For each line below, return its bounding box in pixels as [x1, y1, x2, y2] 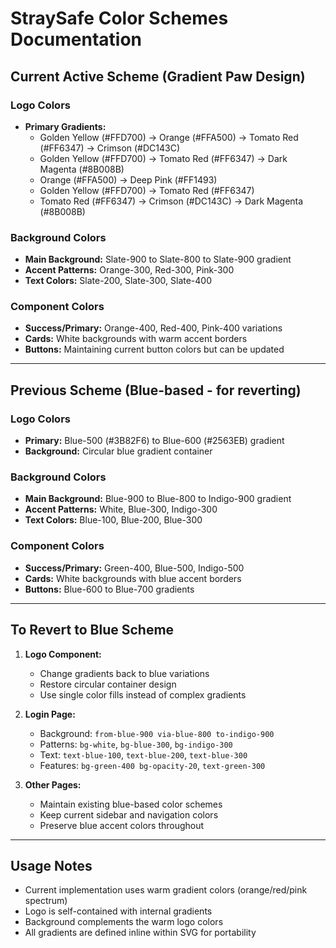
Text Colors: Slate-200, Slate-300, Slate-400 [24, 275, 213, 287]
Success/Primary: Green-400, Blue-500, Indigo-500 [24, 562, 245, 574]
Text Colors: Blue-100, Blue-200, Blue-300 [24, 514, 203, 526]
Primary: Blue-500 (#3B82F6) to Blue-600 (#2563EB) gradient [24, 435, 285, 447]
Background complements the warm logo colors [24, 916, 224, 928]
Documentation [10, 28, 143, 51]
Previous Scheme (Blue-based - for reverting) [10, 382, 302, 399]
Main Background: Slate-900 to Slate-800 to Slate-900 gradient [24, 253, 292, 266]
